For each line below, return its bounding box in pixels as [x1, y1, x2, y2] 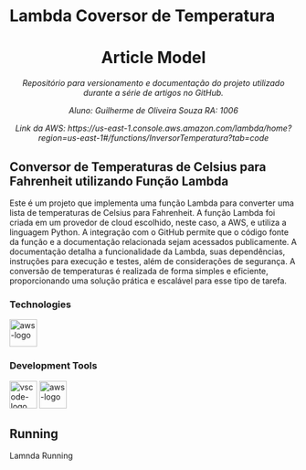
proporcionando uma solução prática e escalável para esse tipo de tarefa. [9, 275, 288, 286]
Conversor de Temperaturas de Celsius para [9, 159, 267, 175]
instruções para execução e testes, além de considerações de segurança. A [9, 255, 296, 266]
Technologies [9, 298, 71, 311]
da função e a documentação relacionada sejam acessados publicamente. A [9, 236, 297, 247]
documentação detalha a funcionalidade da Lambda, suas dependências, [9, 246, 286, 257]
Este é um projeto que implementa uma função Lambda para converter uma [9, 198, 295, 208]
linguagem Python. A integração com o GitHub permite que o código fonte [9, 226, 290, 238]
